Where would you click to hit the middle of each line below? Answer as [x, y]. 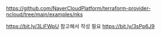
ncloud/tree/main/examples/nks [44, 14]
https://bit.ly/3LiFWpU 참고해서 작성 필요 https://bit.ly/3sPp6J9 [80, 26]
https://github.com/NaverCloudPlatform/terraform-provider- [78, 8]
